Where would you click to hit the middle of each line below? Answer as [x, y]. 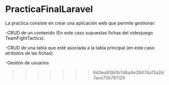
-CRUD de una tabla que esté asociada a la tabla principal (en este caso [80, 47]
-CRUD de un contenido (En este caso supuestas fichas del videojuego [79, 32]
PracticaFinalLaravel [49, 9]
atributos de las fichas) [29, 53]
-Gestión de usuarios [27, 62]
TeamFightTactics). [25, 38]
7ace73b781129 [109, 77]
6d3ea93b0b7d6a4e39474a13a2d [128, 72]
